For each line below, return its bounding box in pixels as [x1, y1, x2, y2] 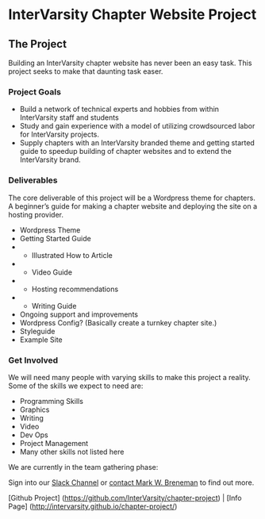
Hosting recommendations [31, 284, 119, 294]
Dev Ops [19, 430, 49, 440]
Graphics [19, 405, 50, 414]
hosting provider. [8, 210, 63, 219]
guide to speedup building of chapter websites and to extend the [19, 147, 232, 156]
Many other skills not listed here [19, 447, 125, 456]
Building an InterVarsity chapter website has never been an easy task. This [8, 58, 252, 67]
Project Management [19, 438, 89, 448]
